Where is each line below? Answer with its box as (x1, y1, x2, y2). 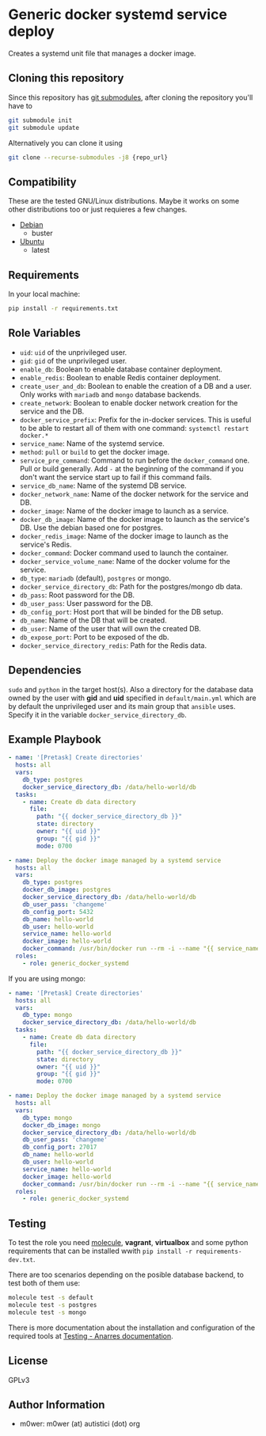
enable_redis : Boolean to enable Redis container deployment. (19, 372, 221, 382)
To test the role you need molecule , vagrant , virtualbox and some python (8, 1238, 249, 1247)
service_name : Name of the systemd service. (19, 438, 165, 448)
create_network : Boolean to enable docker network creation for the (19, 398, 238, 407)
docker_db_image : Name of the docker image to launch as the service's (19, 514, 250, 524)
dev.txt (8, 1256, 34, 1264)
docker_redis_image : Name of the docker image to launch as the (19, 531, 229, 540)
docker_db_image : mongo (22, 1121, 101, 1129)
